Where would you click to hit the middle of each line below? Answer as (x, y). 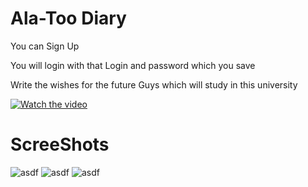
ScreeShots (60, 144)
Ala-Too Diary (68, 18)
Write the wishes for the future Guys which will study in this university (154, 84)
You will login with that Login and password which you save (133, 65)
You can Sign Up (45, 46)
